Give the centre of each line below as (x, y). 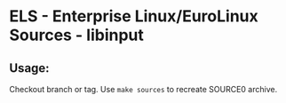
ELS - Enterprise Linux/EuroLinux (134, 16)
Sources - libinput (77, 35)
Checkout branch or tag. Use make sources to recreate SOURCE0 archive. (143, 89)
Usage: (30, 68)
